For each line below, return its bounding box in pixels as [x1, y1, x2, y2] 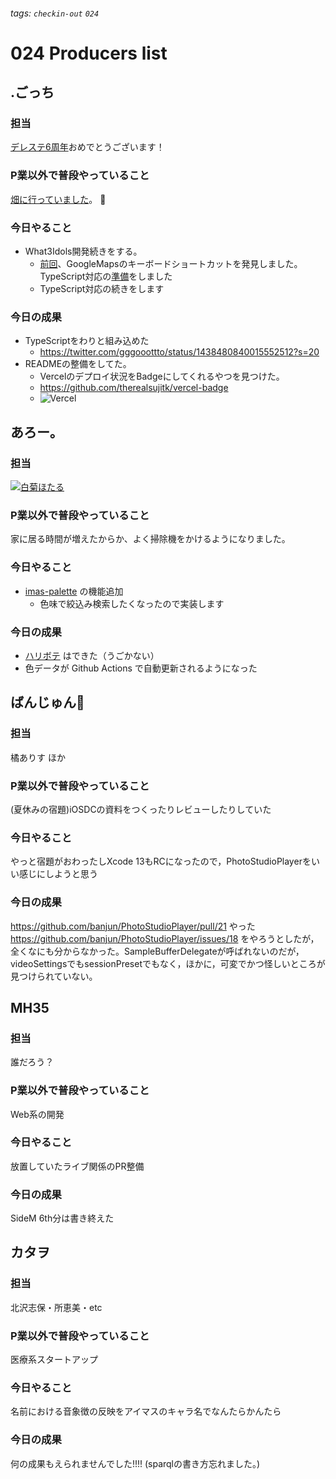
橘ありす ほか [10, 751, 66, 763]
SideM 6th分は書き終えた [10, 1212, 115, 1224]
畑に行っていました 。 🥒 [10, 193, 107, 205]
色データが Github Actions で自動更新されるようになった [24, 662, 258, 674]
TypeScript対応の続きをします [39, 283, 165, 295]
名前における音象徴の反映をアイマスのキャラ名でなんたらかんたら [10, 1405, 282, 1418]
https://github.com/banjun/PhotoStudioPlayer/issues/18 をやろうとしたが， [10, 932, 320, 944]
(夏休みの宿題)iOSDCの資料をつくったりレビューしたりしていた [10, 803, 272, 815]
